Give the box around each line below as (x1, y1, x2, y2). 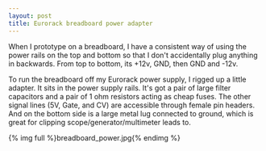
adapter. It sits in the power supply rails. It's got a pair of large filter (8, 82, 231, 93)
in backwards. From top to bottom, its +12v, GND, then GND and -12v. (8, 58, 239, 69)
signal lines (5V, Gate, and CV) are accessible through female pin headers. (8, 100, 256, 110)
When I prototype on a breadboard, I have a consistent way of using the (8, 41, 247, 51)
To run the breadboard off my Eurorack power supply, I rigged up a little (8, 74, 247, 84)
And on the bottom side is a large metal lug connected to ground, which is (8, 108, 254, 118)
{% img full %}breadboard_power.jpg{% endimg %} (8, 132, 181, 142)
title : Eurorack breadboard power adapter (8, 19, 153, 27)
